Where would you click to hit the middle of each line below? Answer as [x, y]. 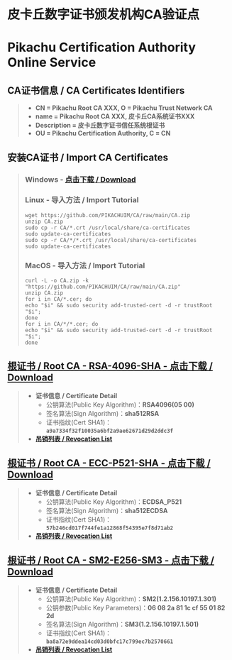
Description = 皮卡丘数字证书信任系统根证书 [100, 126]
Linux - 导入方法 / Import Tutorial [82, 200]
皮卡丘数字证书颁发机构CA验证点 [104, 15]
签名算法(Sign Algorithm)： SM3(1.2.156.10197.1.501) [122, 624]
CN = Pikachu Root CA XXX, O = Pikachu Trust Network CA [124, 108]
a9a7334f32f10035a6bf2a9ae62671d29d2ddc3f [110, 431]
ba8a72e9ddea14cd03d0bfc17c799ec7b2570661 [110, 642]
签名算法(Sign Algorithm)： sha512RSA [103, 413]
